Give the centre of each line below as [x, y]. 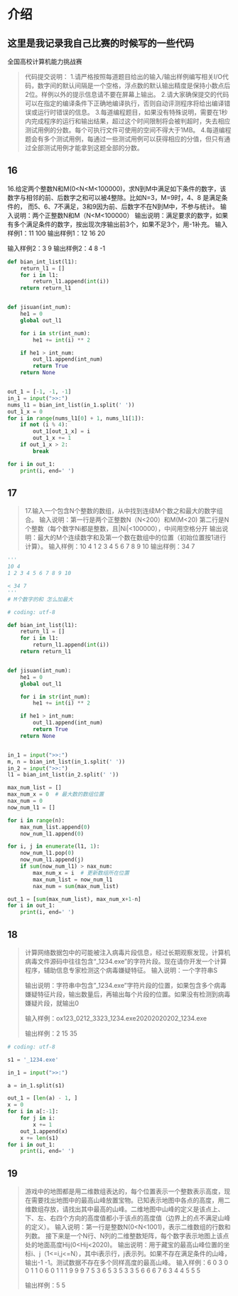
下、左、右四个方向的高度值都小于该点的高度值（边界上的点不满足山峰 [128, 1218]
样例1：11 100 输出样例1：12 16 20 [56, 233]
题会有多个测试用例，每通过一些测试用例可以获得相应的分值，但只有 [124, 139]
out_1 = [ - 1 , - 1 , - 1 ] [39, 392]
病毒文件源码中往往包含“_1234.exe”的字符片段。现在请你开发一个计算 [126, 961]
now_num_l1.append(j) [52, 860]
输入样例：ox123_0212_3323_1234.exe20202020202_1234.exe [116, 1018]
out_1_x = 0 [25, 411]
